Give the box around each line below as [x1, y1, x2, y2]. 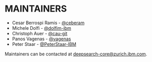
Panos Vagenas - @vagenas [12, 36, 71, 42]
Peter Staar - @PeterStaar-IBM [12, 41, 77, 47]
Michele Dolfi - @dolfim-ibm [12, 25, 71, 31]
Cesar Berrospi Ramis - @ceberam [12, 20, 85, 26]
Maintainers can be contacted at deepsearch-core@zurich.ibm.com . [5, 51, 147, 57]
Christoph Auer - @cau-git [12, 30, 68, 36]
